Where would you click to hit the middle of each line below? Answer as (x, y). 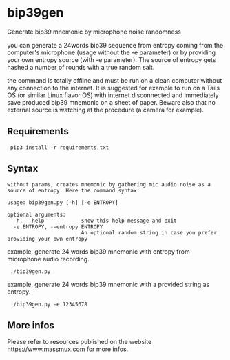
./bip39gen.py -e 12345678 (49, 304)
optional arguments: (37, 214)
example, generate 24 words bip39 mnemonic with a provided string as (108, 284)
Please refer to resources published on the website (80, 342)
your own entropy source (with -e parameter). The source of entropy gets (112, 59)
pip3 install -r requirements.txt (60, 147)
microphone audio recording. (48, 259)
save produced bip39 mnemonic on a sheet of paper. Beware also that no (111, 102)
